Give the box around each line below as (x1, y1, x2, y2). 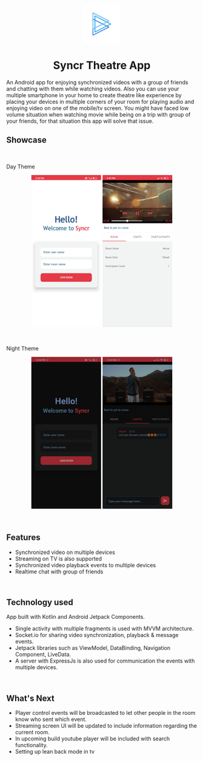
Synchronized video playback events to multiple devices (15, 561, 156, 568)
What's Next (6, 693, 55, 703)
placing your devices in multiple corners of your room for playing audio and (6, 98, 195, 105)
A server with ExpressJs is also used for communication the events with (15, 657, 195, 664)
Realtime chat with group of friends (15, 568, 104, 575)
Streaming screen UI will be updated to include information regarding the (15, 722, 197, 729)
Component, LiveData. (15, 651, 72, 658)
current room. (15, 729, 50, 736)
